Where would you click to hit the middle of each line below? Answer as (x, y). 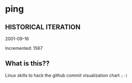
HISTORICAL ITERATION (43, 27)
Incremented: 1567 (24, 48)
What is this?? (27, 64)
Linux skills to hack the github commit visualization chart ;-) (66, 75)
